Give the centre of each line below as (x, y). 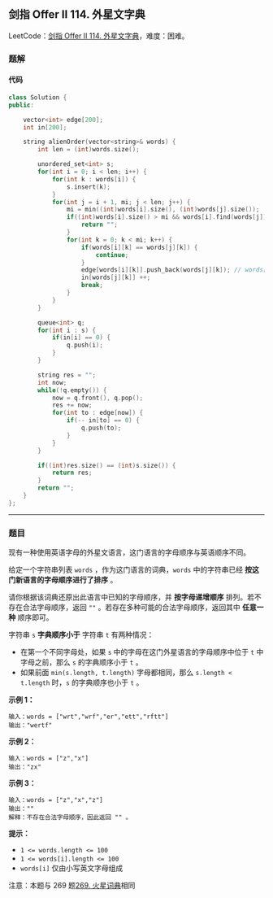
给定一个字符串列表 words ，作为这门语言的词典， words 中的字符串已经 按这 (134, 570)
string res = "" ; (67, 375)
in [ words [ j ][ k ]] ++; (116, 278)
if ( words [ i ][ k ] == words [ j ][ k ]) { (139, 247)
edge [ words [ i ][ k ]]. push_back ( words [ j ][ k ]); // (161, 270)
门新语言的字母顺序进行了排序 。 (63, 580)
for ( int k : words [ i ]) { (94, 179)
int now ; (52, 382)
